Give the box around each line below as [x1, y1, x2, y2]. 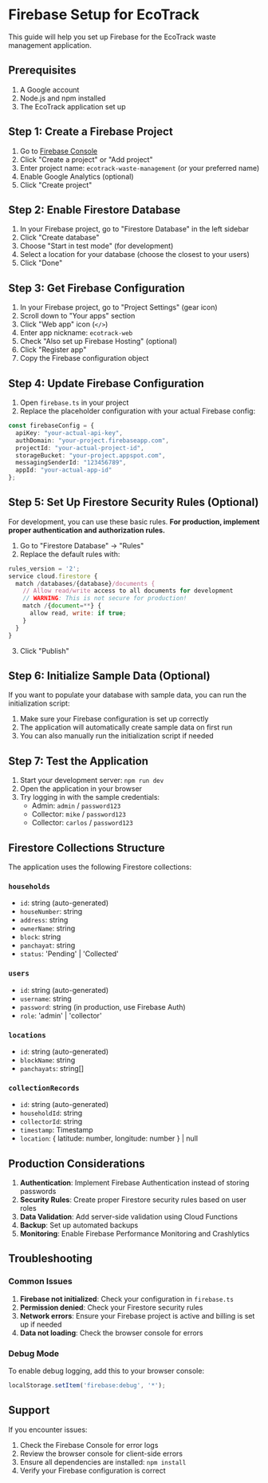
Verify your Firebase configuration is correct [19, 1465, 166, 1475]
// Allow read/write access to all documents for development [22, 587, 234, 595]
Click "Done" [19, 258, 63, 268]
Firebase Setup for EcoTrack [8, 6, 199, 24]
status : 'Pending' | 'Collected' [19, 949, 119, 959]
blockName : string [19, 1055, 76, 1065]
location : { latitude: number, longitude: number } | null [19, 1133, 198, 1143]
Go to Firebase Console [19, 146, 98, 156]
